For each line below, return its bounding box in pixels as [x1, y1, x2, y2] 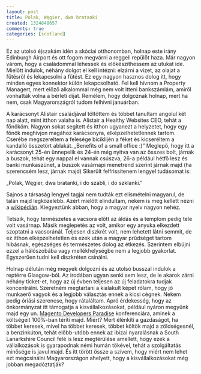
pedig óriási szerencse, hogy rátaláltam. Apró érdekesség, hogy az [6, 297, 172, 304]
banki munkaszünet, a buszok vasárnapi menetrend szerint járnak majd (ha [6, 161, 192, 169]
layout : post [6, 8, 39, 15]
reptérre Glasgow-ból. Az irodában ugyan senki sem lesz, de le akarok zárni [6, 271, 194, 279]
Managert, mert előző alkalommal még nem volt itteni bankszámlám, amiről [6, 86, 192, 93]
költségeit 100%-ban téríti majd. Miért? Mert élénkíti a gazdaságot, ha [6, 316, 178, 324]
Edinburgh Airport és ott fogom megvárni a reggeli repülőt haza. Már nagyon [6, 54, 196, 61]
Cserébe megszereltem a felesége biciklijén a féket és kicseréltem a [6, 136, 175, 143]
